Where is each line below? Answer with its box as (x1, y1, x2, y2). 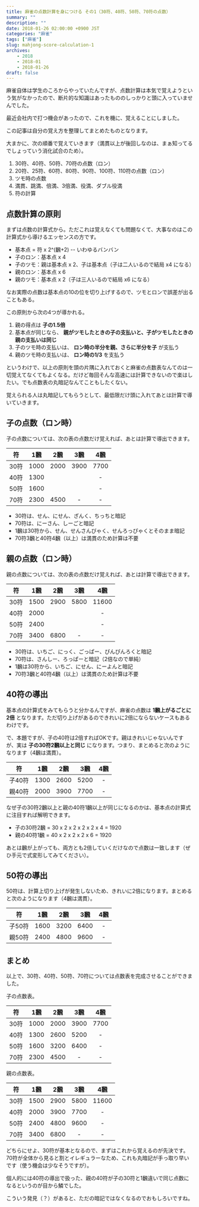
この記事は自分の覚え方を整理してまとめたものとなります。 (6, 127, 151, 134)
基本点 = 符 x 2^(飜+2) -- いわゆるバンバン (14, 246, 119, 254)
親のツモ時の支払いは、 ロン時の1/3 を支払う (14, 351, 125, 359)
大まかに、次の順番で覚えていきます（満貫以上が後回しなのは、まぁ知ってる (6, 140, 193, 147)
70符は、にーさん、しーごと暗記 (14, 520, 94, 527)
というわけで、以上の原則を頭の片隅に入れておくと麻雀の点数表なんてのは (6, 364, 188, 371)
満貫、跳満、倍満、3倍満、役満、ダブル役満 (14, 183, 123, 190)
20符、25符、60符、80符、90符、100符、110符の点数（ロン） (14, 168, 168, 175)
